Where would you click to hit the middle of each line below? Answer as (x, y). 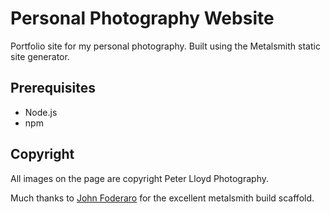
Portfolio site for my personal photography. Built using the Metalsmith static (165, 46)
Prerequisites (53, 88)
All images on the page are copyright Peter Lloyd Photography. (139, 178)
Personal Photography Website (142, 18)
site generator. (40, 56)
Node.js (41, 112)
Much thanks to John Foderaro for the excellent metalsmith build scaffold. (162, 198)
